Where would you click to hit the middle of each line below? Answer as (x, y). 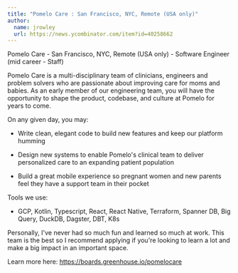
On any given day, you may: (48, 120)
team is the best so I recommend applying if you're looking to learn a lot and (119, 240)
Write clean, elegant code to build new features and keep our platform (120, 133)
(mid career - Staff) (36, 62)
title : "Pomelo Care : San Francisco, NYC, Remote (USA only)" (103, 14)
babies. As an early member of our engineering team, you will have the (111, 91)
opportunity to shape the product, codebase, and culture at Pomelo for (111, 98)
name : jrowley (34, 27)
